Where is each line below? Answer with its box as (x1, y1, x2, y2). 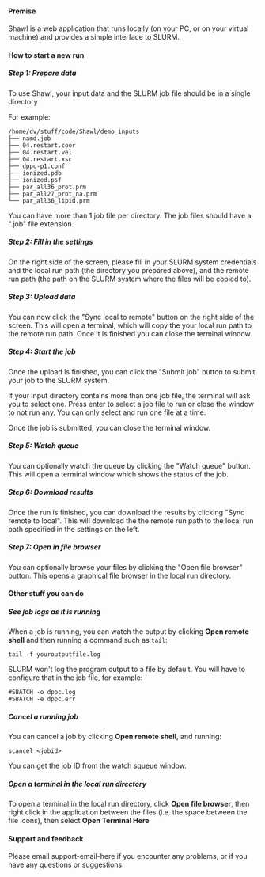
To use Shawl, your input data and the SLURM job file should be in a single (8, 88, 251, 98)
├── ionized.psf (8, 176, 62, 184)
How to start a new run (8, 50, 85, 59)
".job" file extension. (8, 218, 74, 229)
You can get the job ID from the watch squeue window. (8, 761, 187, 771)
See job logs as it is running (8, 606, 101, 617)
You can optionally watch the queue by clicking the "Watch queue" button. (8, 461, 251, 470)
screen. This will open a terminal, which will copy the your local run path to (8, 321, 252, 330)
